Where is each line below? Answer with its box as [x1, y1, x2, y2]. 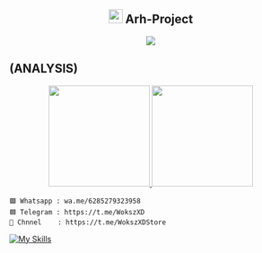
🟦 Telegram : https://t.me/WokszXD [9, 207, 145, 216]
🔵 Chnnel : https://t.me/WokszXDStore [9, 217, 167, 227]
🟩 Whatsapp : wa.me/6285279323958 [9, 196, 141, 205]
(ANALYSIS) [9, 61, 78, 76]
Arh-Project [125, 12, 194, 27]
